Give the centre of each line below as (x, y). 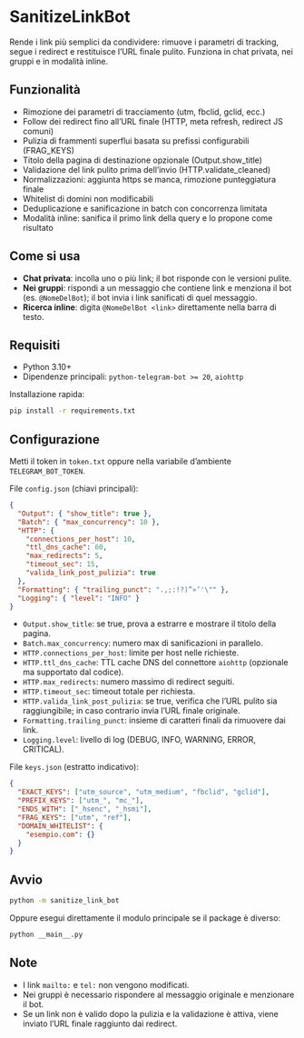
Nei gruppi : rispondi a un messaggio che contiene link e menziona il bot (157, 287)
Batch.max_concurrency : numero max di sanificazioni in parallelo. (142, 644)
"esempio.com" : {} (60, 834)
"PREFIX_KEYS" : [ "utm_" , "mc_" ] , (81, 801)
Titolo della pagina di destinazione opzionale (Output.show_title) (142, 160)
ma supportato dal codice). (73, 672)
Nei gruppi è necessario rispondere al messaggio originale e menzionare (158, 994)
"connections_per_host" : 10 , (81, 539)
